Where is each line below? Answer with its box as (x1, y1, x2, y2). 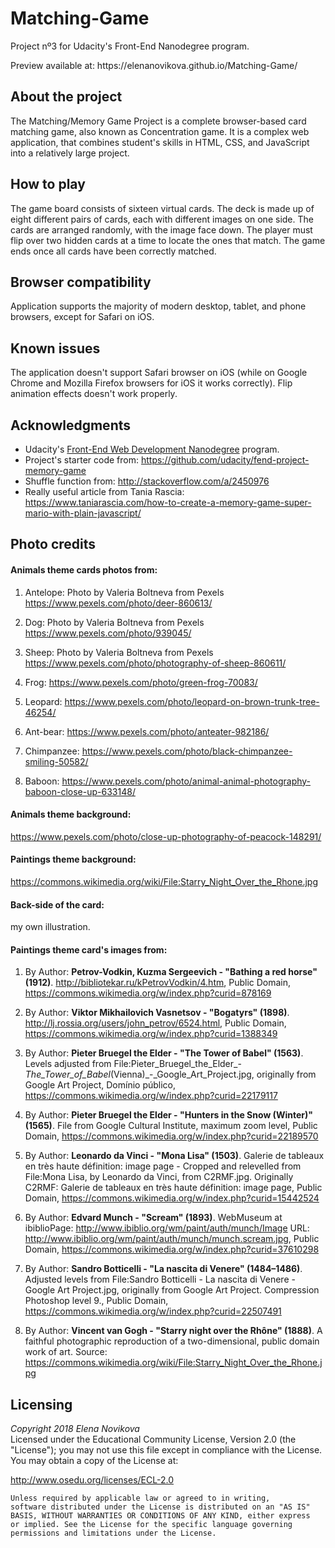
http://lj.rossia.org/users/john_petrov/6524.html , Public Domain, (24, 1017, 287, 1029)
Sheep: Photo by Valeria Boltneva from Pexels (24, 646, 214, 658)
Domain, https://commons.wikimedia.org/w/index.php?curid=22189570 (24, 1130, 319, 1142)
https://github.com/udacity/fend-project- (140, 454, 310, 466)
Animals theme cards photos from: (10, 563, 158, 576)
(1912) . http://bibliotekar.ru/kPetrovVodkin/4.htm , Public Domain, (24, 977, 292, 989)
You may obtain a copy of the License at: (10, 1455, 179, 1467)
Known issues (10, 340, 101, 357)
